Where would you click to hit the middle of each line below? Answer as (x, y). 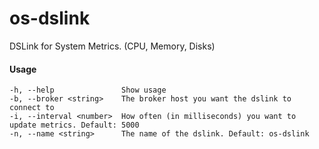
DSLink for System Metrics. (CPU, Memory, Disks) (112, 46)
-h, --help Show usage (88, 90)
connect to (32, 108)
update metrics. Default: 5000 (74, 125)
